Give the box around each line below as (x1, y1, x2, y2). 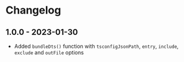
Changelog (5, 4, 61, 17)
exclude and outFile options (14, 49, 84, 56)
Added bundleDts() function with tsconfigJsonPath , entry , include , (14, 43, 179, 50)
